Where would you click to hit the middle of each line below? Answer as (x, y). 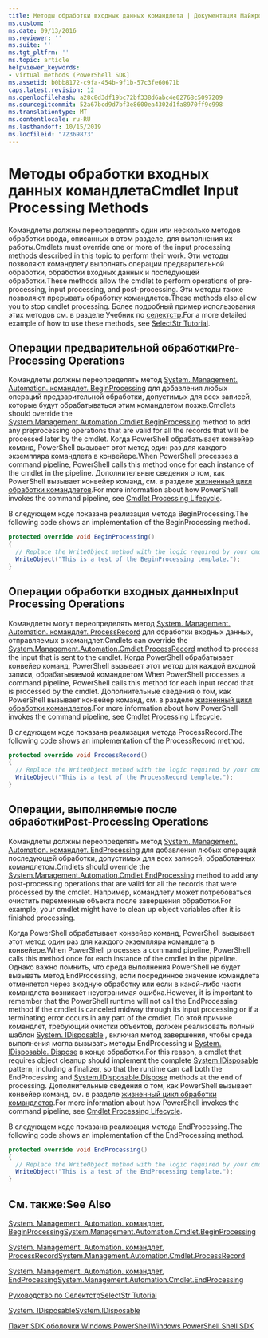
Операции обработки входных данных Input (124, 592)
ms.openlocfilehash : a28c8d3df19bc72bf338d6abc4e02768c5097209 (116, 97)
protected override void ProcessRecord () (78, 755)
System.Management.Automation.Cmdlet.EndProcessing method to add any (133, 875)
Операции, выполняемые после (93, 809)
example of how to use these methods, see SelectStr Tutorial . (109, 323)
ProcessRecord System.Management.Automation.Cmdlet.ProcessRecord (127, 1255)
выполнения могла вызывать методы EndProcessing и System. (115, 1043)
